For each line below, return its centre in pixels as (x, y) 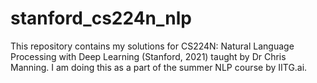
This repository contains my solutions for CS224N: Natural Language (152, 46)
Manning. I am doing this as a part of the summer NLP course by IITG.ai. (159, 67)
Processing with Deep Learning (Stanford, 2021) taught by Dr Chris (148, 56)
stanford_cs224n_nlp (101, 18)
